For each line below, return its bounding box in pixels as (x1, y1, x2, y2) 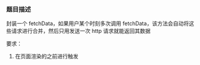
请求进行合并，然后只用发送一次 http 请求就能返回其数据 (11, 27, 151, 35)
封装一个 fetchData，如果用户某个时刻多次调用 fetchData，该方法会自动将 (6, 20, 189, 27)
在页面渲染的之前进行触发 (14, 52, 79, 60)
